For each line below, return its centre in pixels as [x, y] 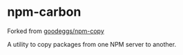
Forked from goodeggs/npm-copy [56, 31]
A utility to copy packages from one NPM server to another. [92, 44]
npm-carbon [44, 12]
